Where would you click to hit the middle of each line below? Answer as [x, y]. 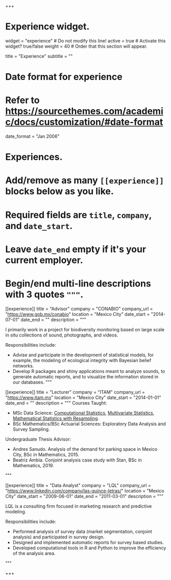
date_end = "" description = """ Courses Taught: [56, 403]
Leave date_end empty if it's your [76, 249]
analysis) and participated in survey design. [58, 537]
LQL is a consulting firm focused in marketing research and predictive [79, 506]
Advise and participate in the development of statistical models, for [83, 355]
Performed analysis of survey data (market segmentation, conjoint [82, 531]
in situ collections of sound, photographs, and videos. [62, 335]
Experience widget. [47, 27]
